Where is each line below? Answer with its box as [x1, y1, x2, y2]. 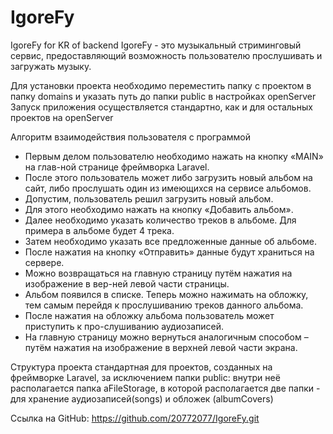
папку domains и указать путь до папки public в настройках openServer [10, 90, 317, 102]
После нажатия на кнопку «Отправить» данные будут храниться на [24, 246, 315, 258]
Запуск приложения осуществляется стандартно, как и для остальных [10, 101, 313, 113]
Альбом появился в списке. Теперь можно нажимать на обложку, [24, 288, 309, 300]
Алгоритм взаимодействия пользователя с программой [10, 131, 251, 143]
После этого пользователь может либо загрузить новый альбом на [24, 171, 313, 183]
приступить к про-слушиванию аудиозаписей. [24, 320, 225, 332]
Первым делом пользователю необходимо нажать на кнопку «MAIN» [24, 150, 324, 162]
